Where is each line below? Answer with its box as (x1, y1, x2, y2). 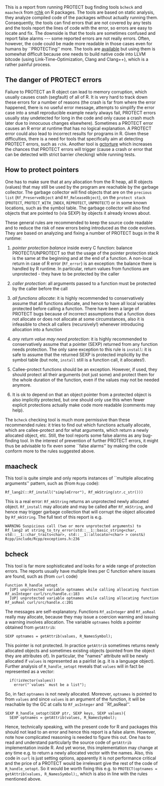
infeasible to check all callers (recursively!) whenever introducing (12, 321, 144, 327)
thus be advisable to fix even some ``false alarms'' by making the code (5, 443, 148, 449)
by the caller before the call (12, 285, 68, 291)
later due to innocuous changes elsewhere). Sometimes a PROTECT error (5, 120, 153, 126)
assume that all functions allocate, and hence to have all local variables (12, 300, 156, 306)
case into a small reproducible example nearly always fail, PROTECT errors (5, 110, 156, 115)
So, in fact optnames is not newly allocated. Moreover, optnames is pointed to (5, 691, 157, 697)
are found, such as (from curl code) (5, 573, 78, 579)
